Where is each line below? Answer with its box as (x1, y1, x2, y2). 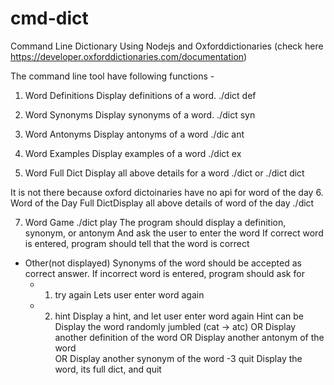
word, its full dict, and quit (54, 363, 162, 375)
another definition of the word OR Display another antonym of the (54, 331, 325, 343)
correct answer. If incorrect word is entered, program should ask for (24, 267, 305, 279)
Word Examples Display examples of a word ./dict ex (24, 147, 242, 159)
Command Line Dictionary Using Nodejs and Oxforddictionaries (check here (10, 40, 324, 52)
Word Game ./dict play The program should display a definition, (24, 216, 287, 228)
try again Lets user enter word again (54, 288, 205, 301)
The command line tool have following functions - (10, 70, 215, 82)
